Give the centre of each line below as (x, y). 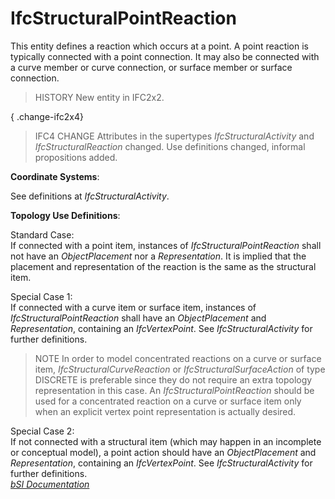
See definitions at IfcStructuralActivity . (90, 196)
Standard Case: (42, 234)
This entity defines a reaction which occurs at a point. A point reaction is (159, 46)
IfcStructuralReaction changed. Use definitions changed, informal (170, 146)
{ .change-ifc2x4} (47, 116)
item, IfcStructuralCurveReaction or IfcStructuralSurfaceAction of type (180, 369)
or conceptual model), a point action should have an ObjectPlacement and (163, 452)
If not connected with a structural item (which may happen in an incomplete (166, 441)
